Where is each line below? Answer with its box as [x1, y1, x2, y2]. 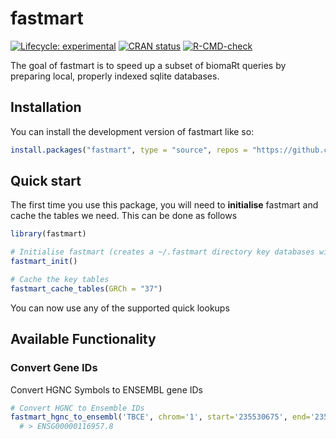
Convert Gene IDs [10, 361, 98, 375]
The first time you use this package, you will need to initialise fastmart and [10, 199, 319, 211]
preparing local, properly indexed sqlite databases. [10, 70, 220, 82]
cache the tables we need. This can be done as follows [10, 210, 238, 222]
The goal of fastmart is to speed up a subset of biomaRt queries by [10, 59, 287, 71]
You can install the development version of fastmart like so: [10, 125, 255, 137]
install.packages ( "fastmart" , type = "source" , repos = [10, 145, 248, 155]
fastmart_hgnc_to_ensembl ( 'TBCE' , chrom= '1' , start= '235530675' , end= [10, 412, 311, 422]
